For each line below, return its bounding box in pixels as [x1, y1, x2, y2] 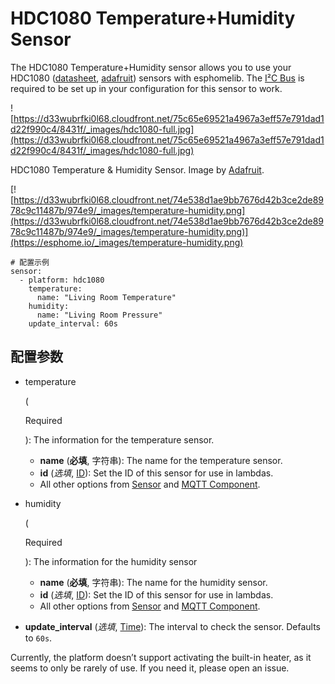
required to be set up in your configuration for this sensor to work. [10, 82, 283, 94]
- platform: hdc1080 [19, 275, 105, 285]
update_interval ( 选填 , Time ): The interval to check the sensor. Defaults [24, 620, 321, 632]
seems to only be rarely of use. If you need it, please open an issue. [10, 662, 290, 674]
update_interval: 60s [28, 318, 118, 329]
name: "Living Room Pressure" [36, 310, 163, 320]
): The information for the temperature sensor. [24, 433, 215, 446]
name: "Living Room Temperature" [36, 292, 177, 302]
